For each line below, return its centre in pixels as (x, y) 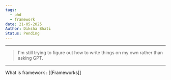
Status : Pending (22, 33)
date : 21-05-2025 (24, 24)
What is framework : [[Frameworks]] (43, 72)
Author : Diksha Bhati (28, 29)
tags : (11, 10)
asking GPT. (30, 58)
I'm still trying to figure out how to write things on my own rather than (90, 53)
